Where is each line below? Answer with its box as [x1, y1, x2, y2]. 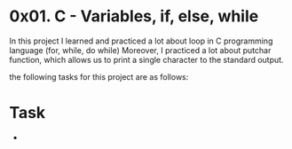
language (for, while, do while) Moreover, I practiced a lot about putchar [9, 44, 272, 55]
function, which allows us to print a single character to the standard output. [9, 54, 284, 65]
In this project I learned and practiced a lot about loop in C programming [9, 35, 273, 46]
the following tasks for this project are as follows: [9, 71, 189, 82]
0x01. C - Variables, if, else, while [9, 6, 259, 27]
